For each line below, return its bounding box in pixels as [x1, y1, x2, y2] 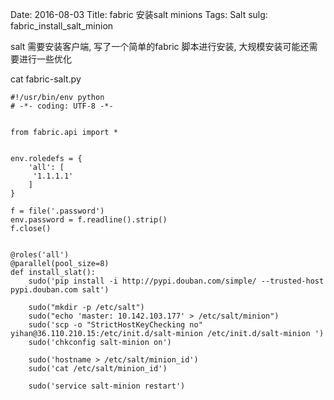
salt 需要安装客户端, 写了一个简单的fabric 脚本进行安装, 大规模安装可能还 [10, 41, 310, 52]
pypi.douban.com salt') [10, 285, 110, 295]
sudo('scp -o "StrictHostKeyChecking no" [28, 320, 203, 330]
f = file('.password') [10, 206, 105, 216]
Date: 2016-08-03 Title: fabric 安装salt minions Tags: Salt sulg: [10, 9, 268, 20]
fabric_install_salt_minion [10, 20, 114, 32]
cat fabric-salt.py [10, 73, 82, 85]
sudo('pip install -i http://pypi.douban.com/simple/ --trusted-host [28, 276, 325, 286]
